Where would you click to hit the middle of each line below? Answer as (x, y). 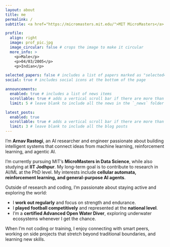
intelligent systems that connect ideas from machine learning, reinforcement (85, 146)
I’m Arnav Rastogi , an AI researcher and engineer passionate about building (84, 141)
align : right (24, 38)
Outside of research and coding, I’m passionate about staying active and (81, 187)
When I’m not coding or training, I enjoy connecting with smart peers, (77, 229)
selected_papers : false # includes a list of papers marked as (73, 75)
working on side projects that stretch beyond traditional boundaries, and (80, 234)
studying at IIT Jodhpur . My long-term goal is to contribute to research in (82, 167)
